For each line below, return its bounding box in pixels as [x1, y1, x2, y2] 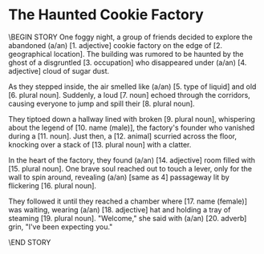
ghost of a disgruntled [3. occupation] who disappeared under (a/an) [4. [8, 58, 247, 67]
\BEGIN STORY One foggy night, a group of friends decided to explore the [8, 32, 253, 42]
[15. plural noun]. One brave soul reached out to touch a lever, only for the [8, 163, 253, 173]
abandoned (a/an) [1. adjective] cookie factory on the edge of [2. [8, 40, 223, 50]
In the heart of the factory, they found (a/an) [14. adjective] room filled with [8, 155, 255, 165]
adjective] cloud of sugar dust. [8, 66, 110, 75]
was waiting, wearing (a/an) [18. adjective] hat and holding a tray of [8, 204, 231, 214]
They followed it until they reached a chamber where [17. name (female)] [8, 196, 247, 206]
